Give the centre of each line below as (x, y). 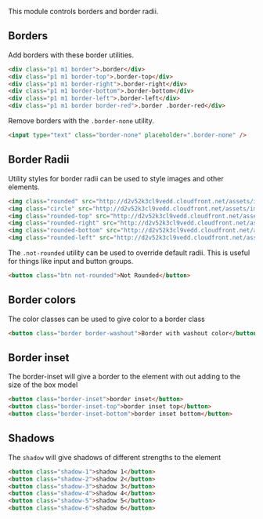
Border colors (42, 300)
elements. (24, 187)
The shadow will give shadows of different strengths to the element (115, 457)
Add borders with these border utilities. (71, 55)
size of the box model (43, 385)
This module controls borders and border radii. (83, 11)
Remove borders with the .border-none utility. (81, 121)
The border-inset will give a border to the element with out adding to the (124, 377)
